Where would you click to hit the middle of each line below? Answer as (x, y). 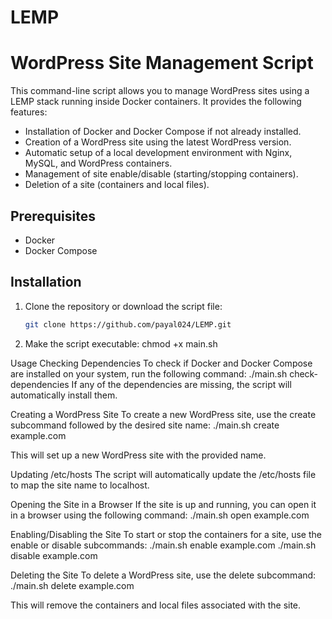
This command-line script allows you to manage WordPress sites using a (160, 91)
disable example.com (54, 555)
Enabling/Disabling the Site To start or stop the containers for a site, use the (166, 534)
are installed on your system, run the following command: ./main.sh (149, 373)
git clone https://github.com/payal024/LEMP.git (128, 324)
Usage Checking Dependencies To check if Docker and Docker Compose (161, 363)
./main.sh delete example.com (72, 585)
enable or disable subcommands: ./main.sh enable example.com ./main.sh (163, 545)
